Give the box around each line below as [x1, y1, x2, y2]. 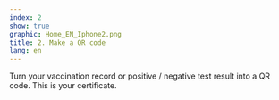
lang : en [9, 46, 42, 55]
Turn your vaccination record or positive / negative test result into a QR [9, 71, 271, 81]
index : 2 [9, 12, 42, 22]
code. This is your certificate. [9, 80, 118, 91]
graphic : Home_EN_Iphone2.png [9, 29, 123, 38]
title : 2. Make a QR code [9, 37, 106, 47]
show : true [9, 21, 50, 30]
